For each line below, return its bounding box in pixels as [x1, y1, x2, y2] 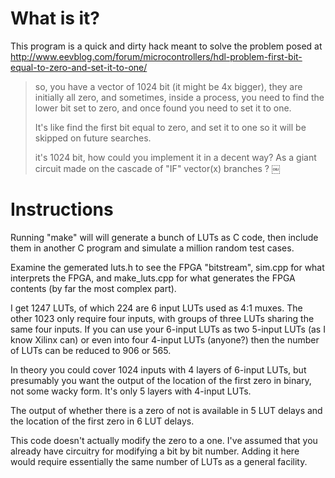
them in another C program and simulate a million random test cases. [10, 242, 295, 254]
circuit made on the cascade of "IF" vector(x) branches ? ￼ [34, 162, 281, 174]
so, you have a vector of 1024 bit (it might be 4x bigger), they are [34, 80, 303, 92]
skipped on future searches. [34, 132, 152, 144]
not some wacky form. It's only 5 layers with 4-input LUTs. [10, 385, 252, 397]
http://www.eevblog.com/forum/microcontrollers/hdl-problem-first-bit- [10, 50, 303, 62]
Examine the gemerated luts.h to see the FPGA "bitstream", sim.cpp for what [10, 261, 325, 273]
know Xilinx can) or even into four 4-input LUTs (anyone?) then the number [10, 333, 320, 346]
